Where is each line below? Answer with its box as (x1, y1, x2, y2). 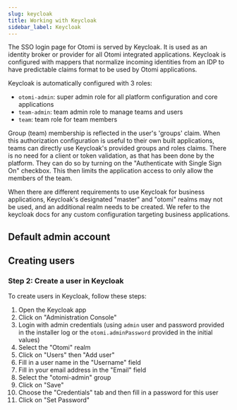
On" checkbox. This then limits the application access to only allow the (8, 167, 214, 175)
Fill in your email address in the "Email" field (18, 365, 147, 375)
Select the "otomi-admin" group (18, 373, 111, 382)
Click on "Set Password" (18, 396, 90, 404)
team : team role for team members (18, 115, 118, 124)
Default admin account (8, 230, 111, 242)
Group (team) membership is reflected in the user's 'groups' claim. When (8, 129, 221, 138)
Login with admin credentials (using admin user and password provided (18, 321, 225, 329)
